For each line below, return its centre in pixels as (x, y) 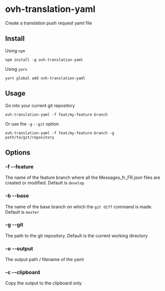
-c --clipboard (23, 273)
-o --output (19, 249)
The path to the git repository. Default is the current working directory (77, 236)
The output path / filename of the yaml (44, 260)
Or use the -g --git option (32, 124)
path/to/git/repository (30, 137)
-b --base (17, 196)
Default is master (22, 212)
